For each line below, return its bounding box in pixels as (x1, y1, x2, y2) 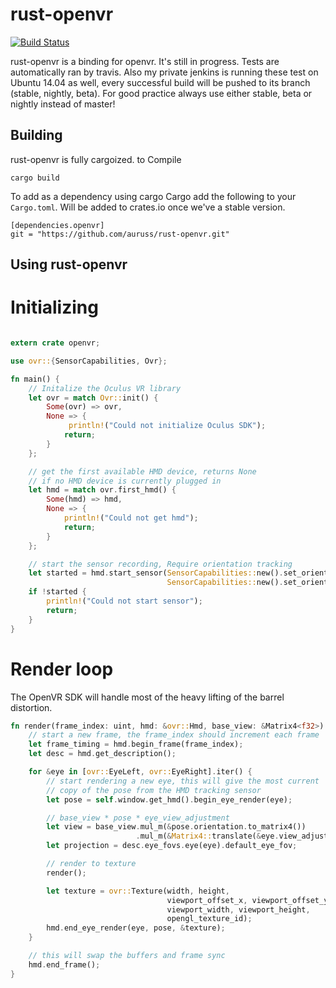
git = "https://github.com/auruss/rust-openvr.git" (10, 229, 230, 239)
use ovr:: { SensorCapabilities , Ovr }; (10, 356, 168, 366)
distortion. (10, 701, 53, 713)
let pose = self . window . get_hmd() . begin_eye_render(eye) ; (46, 794, 293, 805)
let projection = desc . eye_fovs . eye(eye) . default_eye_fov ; (46, 841, 298, 851)
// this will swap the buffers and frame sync (28, 951, 226, 961)
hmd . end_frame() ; (28, 959, 101, 970)
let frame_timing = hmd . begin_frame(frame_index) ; (28, 739, 244, 750)
